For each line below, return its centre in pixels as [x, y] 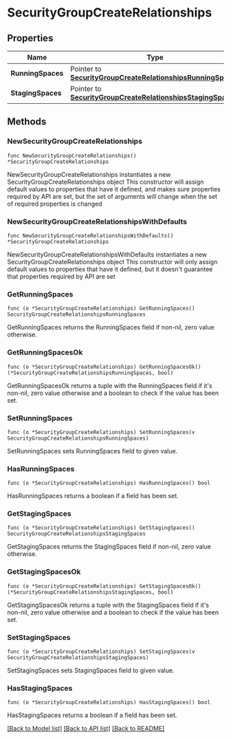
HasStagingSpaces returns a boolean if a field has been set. [92, 715]
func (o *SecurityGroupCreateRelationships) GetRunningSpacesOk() [104, 367]
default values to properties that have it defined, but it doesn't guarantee [110, 269]
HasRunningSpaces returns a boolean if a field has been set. [93, 496]
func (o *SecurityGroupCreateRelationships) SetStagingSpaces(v [101, 652]
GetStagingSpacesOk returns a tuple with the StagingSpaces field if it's [108, 605]
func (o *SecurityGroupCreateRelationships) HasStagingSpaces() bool [109, 703]
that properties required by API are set [61, 276]
